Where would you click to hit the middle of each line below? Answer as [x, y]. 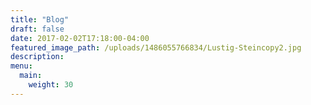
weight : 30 [51, 85]
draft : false [37, 29]
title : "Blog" [40, 19]
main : [31, 76]
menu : [21, 66]
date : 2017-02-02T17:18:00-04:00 [80, 38]
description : [37, 57]
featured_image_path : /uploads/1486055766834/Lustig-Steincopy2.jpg [156, 47]
